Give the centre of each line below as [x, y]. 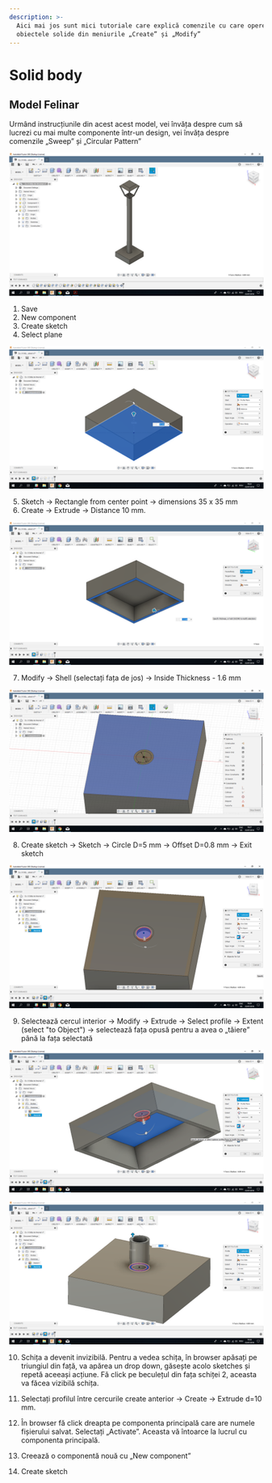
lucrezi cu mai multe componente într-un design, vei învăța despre [119, 132]
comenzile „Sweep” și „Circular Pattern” [75, 141]
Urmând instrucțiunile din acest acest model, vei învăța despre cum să [126, 124]
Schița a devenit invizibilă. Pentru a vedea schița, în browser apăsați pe [139, 1357]
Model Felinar [44, 105]
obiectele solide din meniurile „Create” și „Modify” [109, 34]
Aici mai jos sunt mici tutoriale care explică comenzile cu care [130, 25]
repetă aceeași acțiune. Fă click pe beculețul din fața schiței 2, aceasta [138, 1374]
